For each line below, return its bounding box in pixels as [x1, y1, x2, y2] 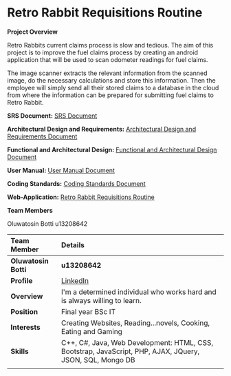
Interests [10, 322, 41, 332]
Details [60, 240, 85, 249]
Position [10, 306, 38, 316]
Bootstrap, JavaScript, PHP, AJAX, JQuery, [60, 346, 200, 356]
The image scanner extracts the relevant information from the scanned [7, 69, 208, 77]
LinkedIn [60, 275, 89, 285]
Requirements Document [7, 132, 78, 140]
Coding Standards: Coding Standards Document [7, 179, 146, 187]
